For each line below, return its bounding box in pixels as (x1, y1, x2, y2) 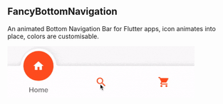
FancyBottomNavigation (7, 6, 118, 18)
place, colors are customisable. (7, 32, 100, 40)
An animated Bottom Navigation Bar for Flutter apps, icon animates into (7, 24, 216, 33)
